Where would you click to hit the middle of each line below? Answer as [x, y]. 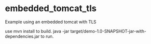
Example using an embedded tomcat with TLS [51, 22]
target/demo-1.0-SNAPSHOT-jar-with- [108, 31]
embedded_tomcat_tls [51, 8]
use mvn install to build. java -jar [37, 31]
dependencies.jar [22, 36]
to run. [47, 36]
